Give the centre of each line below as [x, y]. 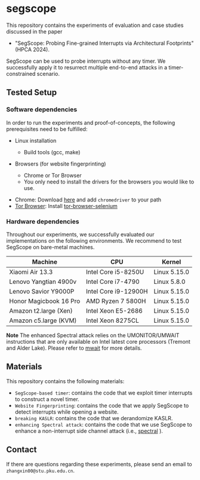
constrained [21, 74]
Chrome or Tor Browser [53, 175]
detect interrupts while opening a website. [67, 412]
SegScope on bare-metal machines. [50, 247]
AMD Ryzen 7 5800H [116, 301]
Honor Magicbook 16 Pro [45, 301]
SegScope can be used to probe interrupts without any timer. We [86, 61]
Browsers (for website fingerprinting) [60, 164]
